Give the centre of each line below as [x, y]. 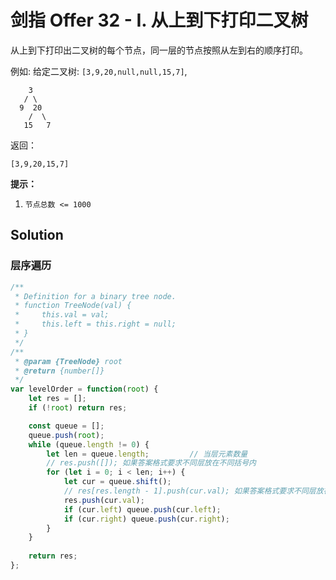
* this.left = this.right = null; [95, 324]
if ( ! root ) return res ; [78, 408]
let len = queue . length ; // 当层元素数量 [147, 454]
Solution [37, 235]
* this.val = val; [62, 315]
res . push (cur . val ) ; [104, 500]
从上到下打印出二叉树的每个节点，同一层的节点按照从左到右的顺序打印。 [159, 50]
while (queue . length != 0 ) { [89, 444]
